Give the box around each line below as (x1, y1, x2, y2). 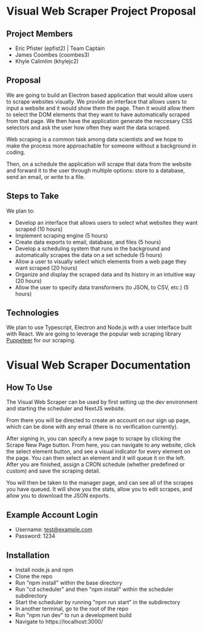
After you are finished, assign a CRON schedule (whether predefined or (6, 461, 185, 468)
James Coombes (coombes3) (15, 51, 90, 58)
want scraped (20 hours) (15, 264, 78, 272)
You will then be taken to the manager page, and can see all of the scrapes (6, 479, 194, 487)
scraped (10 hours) (15, 225, 63, 233)
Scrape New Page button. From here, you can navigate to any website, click (6, 442, 196, 449)
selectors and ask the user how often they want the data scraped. (6, 124, 171, 131)
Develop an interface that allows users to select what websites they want (15, 219, 198, 226)
